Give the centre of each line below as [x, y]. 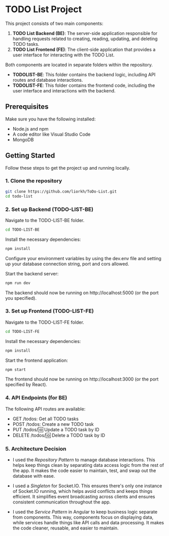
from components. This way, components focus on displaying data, [83, 517]
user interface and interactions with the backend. [64, 90]
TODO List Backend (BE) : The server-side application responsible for [85, 33]
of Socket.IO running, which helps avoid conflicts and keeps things [82, 491]
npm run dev [18, 283]
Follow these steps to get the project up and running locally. [68, 168]
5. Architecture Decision [36, 449]
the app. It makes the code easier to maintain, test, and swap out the [84, 470]
